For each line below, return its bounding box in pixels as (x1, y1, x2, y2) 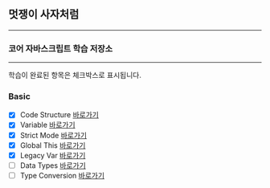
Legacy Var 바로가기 (19, 150, 86, 160)
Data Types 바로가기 (19, 160, 86, 170)
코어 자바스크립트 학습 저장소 (8, 43, 113, 54)
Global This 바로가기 (19, 140, 86, 150)
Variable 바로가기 (19, 120, 76, 130)
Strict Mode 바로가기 (19, 130, 87, 140)
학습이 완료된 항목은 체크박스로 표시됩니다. (8, 71, 142, 80)
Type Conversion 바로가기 (19, 170, 105, 180)
